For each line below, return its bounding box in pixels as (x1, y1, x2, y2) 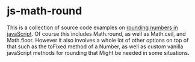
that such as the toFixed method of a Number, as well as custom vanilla (7, 43, 184, 50)
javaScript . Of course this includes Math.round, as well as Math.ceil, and (7, 30, 186, 37)
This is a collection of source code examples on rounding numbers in (7, 24, 178, 31)
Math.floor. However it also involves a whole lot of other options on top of (7, 36, 189, 44)
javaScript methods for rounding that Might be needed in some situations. (7, 49, 190, 56)
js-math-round (7, 4, 82, 18)
